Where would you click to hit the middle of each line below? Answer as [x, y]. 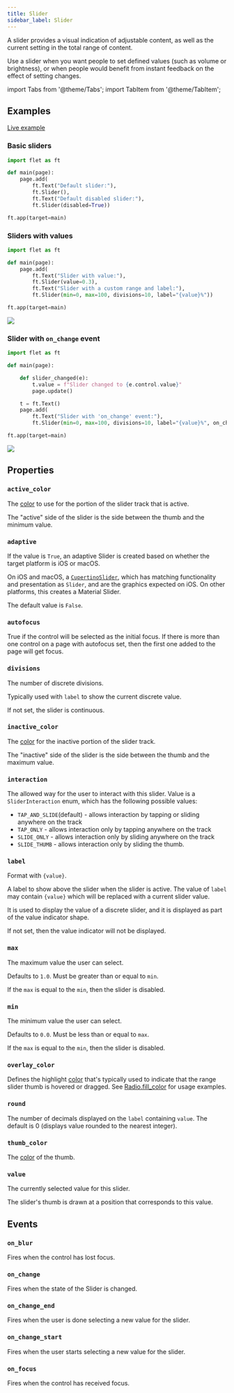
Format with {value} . [37, 876]
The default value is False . [45, 605]
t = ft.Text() [40, 404]
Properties [31, 470]
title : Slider [28, 14]
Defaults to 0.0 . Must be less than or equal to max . [78, 1034]
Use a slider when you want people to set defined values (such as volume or [117, 61]
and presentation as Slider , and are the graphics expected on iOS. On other [116, 584]
